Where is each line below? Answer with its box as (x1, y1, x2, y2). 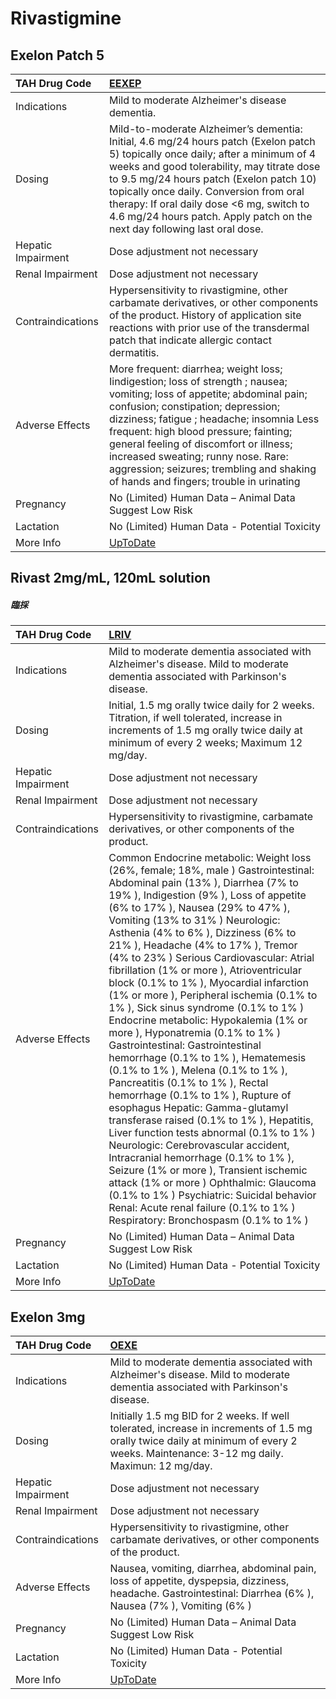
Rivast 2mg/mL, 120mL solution (10, 570, 211, 587)
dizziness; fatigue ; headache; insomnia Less (108, 412, 320, 426)
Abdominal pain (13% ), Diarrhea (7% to (108, 876, 299, 890)
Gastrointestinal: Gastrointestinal (108, 1038, 262, 1052)
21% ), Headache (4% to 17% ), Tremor (108, 938, 298, 952)
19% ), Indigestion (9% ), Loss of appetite (108, 888, 307, 902)
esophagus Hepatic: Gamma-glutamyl (108, 1101, 289, 1115)
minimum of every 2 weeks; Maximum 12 (108, 736, 303, 750)
